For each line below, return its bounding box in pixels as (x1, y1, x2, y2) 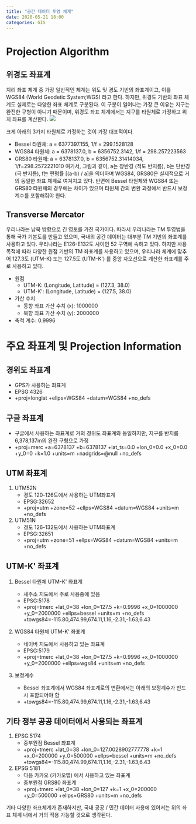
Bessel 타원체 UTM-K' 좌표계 (14, 578, 83, 585)
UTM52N (14, 484, 37, 491)
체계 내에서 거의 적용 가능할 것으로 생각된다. (12, 812, 112, 819)
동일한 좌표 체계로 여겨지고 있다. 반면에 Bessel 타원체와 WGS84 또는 (20, 177, 178, 185)
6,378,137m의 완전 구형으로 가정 (14, 437, 89, 444)
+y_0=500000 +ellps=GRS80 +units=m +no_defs (23, 792, 142, 799)
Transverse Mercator (6, 209, 85, 219)
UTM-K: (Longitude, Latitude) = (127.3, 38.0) (23, 282, 130, 289)
